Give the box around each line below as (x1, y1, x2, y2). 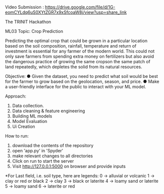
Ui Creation (12, 123, 35, 129)
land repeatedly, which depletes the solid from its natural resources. (5, 64, 142, 70)
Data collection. (12, 103, 44, 108)
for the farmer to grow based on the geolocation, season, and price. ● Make (5, 78, 160, 84)
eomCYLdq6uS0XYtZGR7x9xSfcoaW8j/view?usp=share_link (5, 9, 127, 15)
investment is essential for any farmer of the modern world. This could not (5, 48, 155, 54)
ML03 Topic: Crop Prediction (5, 28, 64, 34)
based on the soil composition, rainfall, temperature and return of (5, 43, 137, 48)
